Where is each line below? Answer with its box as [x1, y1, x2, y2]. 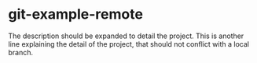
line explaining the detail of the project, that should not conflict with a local [8, 39, 250, 48]
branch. [8, 47, 34, 57]
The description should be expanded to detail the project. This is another [8, 31, 244, 40]
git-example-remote [8, 5, 144, 23]
